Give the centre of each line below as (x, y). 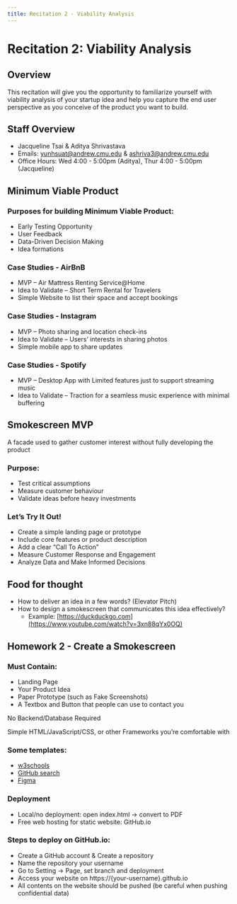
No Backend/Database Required (54, 718)
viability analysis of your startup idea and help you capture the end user (112, 99)
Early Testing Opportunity (55, 226)
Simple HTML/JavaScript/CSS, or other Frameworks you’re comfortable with (118, 731)
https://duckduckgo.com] (96, 617)
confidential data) (43, 893)
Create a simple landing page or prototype (79, 532)
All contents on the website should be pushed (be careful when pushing (122, 886)
